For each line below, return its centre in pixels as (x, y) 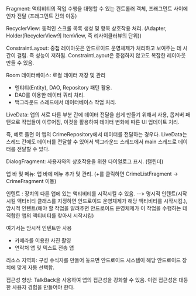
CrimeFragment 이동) (31, 181)
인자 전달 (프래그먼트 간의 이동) (42, 16)
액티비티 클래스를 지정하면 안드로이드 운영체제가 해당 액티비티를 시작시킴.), (102, 201)
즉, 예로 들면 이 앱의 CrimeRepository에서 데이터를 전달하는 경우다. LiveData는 (97, 134)
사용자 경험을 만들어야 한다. (43, 287)
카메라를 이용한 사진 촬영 (43, 240)
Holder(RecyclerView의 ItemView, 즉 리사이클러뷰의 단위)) (74, 36)
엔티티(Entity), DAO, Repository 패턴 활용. (63, 87)
